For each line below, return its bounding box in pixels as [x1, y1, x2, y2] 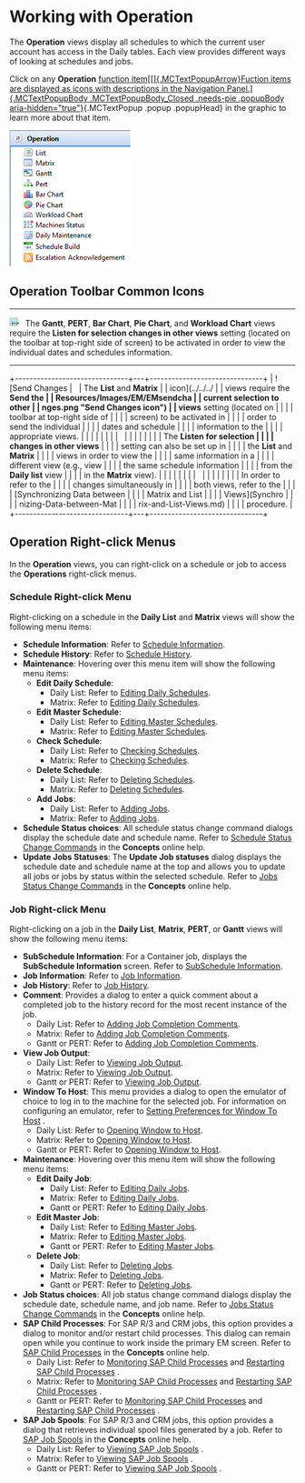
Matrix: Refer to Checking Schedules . [49, 755, 190, 766]
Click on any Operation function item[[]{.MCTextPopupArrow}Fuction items [9, 73, 292, 84]
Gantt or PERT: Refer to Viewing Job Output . [35, 1077, 202, 1087]
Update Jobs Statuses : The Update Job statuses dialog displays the [22, 851, 281, 862]
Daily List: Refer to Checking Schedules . [49, 745, 200, 756]
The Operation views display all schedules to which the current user [9, 36, 265, 47]
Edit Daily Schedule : [35, 677, 114, 688]
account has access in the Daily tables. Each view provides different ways [9, 45, 286, 56]
